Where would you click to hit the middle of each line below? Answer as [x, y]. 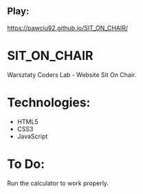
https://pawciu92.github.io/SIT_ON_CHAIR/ [68, 28]
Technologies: [49, 102]
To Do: [26, 164]
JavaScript [32, 136]
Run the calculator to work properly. [58, 183]
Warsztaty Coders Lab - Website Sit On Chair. [72, 74]
